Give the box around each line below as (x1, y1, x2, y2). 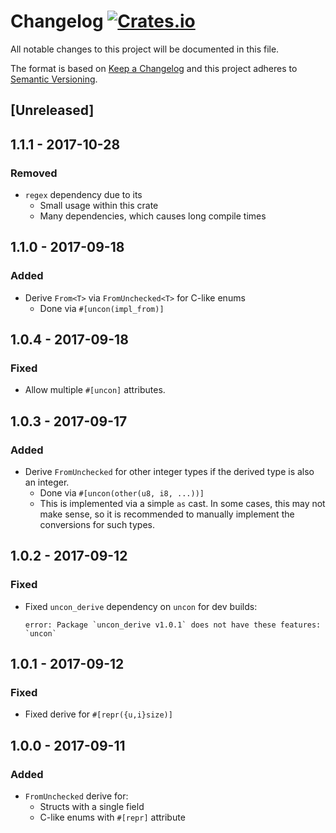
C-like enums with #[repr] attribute (39, 811, 186, 824)
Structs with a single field (39, 801, 145, 813)
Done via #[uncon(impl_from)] (39, 302, 165, 314)
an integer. (24, 476, 70, 489)
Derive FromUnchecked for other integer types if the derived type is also (24, 466, 315, 478)
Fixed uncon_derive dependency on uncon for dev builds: (24, 600, 258, 612)
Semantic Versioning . (10, 73, 98, 85)
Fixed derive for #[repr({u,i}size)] (24, 708, 173, 720)
